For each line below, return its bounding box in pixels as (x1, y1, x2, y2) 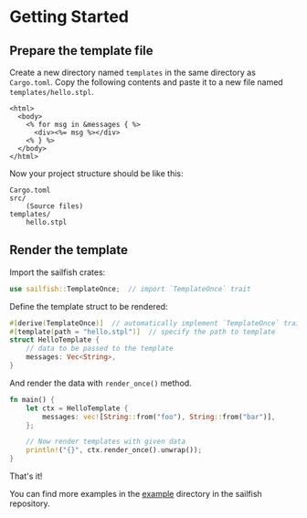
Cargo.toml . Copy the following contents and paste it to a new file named (9, 77, 283, 88)
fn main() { (9, 395, 55, 404)
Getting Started (9, 6, 130, 27)
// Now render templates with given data (26, 437, 185, 447)
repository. (9, 498, 50, 509)
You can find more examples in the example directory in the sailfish (9, 489, 262, 500)
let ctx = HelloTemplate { (26, 404, 129, 413)
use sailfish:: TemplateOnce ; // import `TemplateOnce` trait (9, 284, 251, 293)
